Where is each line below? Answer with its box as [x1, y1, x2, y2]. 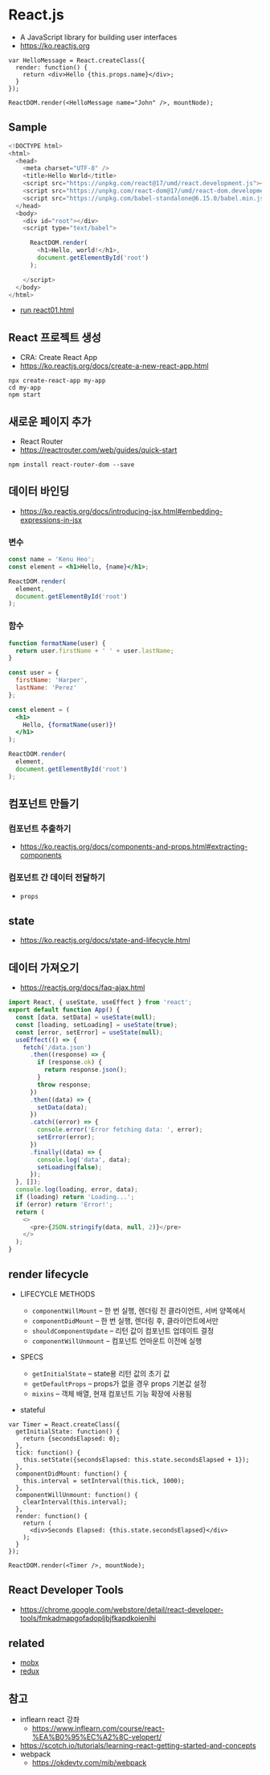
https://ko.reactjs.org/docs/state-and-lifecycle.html [19, 936, 190, 945]
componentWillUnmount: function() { [15, 1491, 138, 1499]
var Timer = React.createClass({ [8, 1420, 121, 1429]
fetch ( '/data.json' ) [22, 1043, 92, 1052]
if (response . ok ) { [37, 1058, 103, 1066]
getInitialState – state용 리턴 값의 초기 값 [31, 1368, 170, 1378]
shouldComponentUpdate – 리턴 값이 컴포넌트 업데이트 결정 [31, 1326, 215, 1335]
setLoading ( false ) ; [37, 1163, 103, 1171]
